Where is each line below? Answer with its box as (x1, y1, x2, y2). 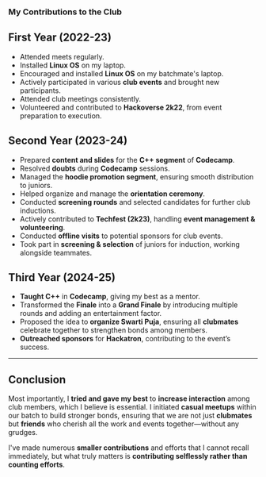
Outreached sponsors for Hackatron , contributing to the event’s (19, 334, 231, 344)
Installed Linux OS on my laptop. (19, 60, 127, 70)
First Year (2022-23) (8, 31, 112, 44)
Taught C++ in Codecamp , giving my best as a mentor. (19, 292, 200, 302)
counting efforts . (8, 460, 66, 470)
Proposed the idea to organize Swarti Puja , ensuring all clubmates (19, 317, 239, 327)
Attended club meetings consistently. (19, 94, 141, 103)
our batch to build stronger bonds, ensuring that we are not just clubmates (8, 411, 253, 421)
